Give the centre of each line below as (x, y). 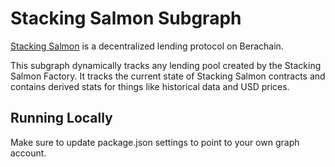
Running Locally (61, 118)
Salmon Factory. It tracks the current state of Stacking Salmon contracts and (168, 76)
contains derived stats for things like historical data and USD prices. (150, 86)
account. (28, 153)
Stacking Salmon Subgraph (126, 18)
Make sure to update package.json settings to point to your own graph (155, 142)
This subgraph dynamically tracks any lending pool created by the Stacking (166, 65)
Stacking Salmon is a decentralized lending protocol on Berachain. (147, 46)
